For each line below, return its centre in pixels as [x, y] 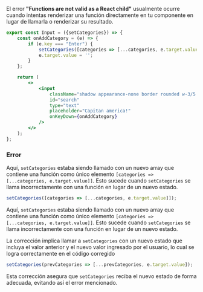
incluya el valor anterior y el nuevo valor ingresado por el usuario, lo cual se [100, 247]
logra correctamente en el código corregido [61, 253]
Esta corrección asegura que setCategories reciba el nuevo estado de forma [102, 276]
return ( [28, 77]
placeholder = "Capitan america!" [90, 111]
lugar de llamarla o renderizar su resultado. [60, 21]
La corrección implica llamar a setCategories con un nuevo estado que [94, 241]
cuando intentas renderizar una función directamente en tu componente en [100, 15]
